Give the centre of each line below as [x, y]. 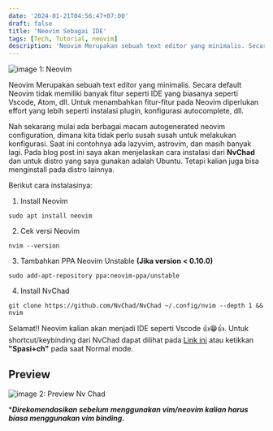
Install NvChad [45, 291]
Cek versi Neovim [50, 231]
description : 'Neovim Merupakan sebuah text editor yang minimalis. [127, 46]
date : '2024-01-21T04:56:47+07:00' [69, 16]
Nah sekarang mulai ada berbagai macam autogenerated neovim [117, 127]
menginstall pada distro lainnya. [62, 170]
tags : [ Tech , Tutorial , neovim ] [63, 39]
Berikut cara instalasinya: [51, 185]
